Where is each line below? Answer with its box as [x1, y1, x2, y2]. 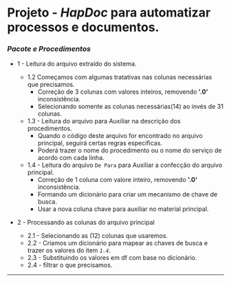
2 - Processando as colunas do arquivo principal [16, 219, 155, 227]
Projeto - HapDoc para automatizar [7, 5, 211, 21]
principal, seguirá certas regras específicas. [37, 139, 163, 148]
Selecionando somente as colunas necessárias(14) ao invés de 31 [37, 102, 223, 111]
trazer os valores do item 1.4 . [27, 246, 111, 254]
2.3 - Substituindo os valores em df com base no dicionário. [27, 254, 197, 262]
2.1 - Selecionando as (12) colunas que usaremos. [27, 232, 168, 240]
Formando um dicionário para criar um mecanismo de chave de [37, 190, 218, 199]
